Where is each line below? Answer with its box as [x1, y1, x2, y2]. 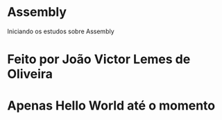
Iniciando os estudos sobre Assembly [7, 27, 114, 35]
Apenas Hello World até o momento [7, 98, 216, 114]
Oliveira [7, 67, 53, 82]
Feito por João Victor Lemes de [7, 51, 191, 67]
